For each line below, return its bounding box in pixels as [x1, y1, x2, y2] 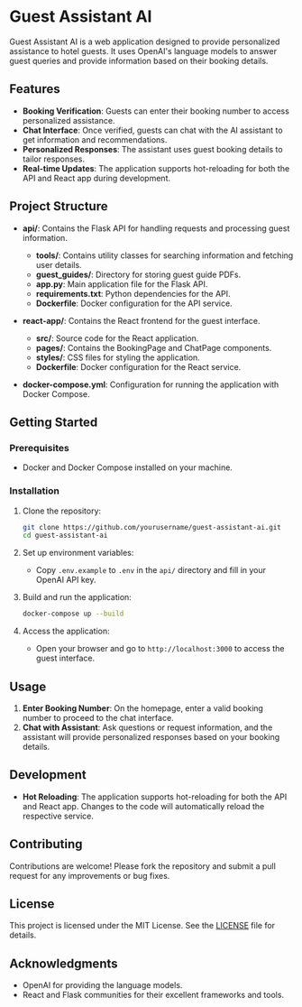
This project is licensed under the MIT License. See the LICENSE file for [9, 920, 276, 931]
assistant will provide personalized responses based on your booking [22, 731, 280, 742]
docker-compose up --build [22, 609, 124, 619]
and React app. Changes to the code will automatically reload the [22, 800, 265, 811]
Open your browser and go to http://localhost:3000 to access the [35, 643, 285, 654]
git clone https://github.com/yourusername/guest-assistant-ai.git [22, 522, 281, 531]
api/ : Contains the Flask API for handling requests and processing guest [22, 223, 290, 234]
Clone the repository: [22, 505, 102, 516]
